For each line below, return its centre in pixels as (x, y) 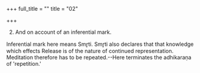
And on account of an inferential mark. (63, 32)
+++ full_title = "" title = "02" (42, 9)
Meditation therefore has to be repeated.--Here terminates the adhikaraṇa (99, 57)
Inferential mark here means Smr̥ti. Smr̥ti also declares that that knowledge (100, 44)
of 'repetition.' (24, 64)
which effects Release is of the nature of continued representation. (90, 51)
